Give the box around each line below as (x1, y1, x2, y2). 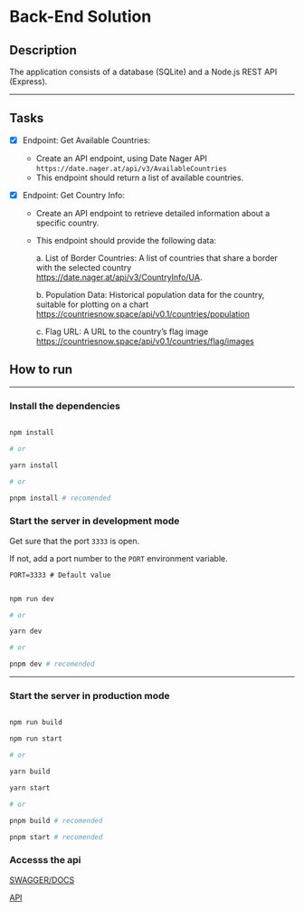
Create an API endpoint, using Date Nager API (35, 152, 208, 164)
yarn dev (9, 627, 43, 636)
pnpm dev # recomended (9, 659, 95, 669)
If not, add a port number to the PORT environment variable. (9, 552, 228, 563)
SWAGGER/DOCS (9, 874, 75, 885)
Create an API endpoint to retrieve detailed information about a (35, 207, 271, 218)
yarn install (9, 460, 59, 470)
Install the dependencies (9, 399, 120, 412)
